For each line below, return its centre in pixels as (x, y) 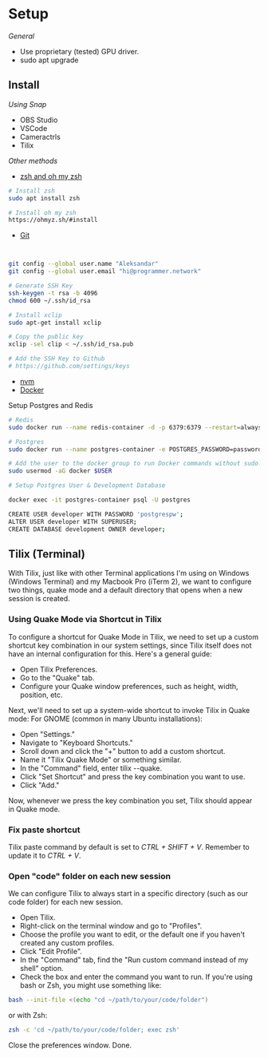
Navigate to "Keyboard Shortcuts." (76, 743)
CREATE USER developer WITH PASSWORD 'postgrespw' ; (96, 514)
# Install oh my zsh (43, 212)
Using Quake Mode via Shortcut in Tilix (85, 620)
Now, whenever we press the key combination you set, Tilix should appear (130, 800)
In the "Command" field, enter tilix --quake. (91, 768)
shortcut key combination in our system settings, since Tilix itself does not (130, 645)
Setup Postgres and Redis (51, 405)
